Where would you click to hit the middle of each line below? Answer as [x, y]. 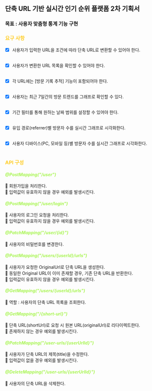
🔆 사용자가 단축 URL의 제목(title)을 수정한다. [47, 354]
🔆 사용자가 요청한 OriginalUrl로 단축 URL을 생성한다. [55, 267]
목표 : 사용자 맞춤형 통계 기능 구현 [42, 24]
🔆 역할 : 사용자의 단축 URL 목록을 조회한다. [46, 302]
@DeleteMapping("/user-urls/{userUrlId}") [50, 372]
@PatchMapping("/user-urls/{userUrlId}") [49, 343]
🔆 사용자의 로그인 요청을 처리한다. [37, 215]
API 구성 [15, 162]
